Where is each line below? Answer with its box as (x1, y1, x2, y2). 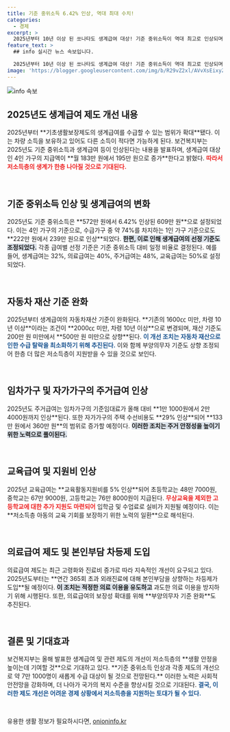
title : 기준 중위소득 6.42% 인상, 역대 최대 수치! (7, 10, 135, 17)
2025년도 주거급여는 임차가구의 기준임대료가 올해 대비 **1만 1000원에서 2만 (7, 404, 210, 413)
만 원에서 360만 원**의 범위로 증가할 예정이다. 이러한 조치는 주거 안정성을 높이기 (7, 422, 220, 430)
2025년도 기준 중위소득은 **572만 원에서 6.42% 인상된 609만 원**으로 (7, 218, 199, 226)
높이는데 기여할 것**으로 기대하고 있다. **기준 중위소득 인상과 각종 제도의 (7, 663, 202, 672)
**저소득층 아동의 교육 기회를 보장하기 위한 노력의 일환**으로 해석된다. (7, 511, 195, 519)
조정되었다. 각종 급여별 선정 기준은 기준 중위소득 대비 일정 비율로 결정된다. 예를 (7, 243, 217, 251)
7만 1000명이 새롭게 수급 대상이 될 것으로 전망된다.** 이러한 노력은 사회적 (21, 672, 218, 680)
